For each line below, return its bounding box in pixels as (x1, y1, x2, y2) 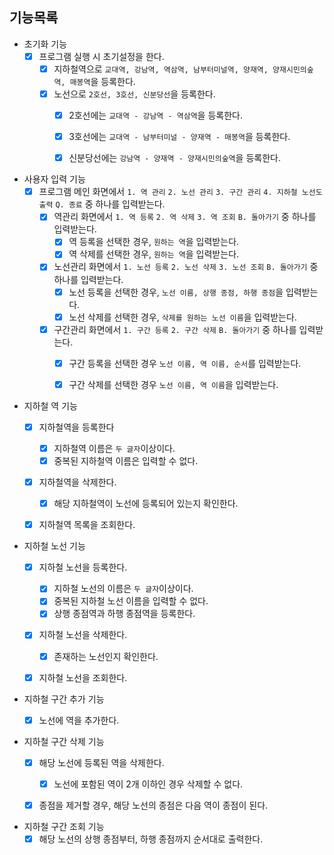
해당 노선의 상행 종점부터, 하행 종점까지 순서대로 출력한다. (38, 833, 264, 845)
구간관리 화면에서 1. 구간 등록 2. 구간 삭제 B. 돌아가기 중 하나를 (53, 323, 297, 335)
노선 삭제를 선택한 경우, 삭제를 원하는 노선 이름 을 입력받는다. (68, 311, 297, 323)
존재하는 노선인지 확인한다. (53, 650, 159, 662)
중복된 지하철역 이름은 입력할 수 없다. (53, 454, 199, 467)
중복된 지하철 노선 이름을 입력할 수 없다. (53, 595, 209, 607)
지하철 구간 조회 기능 (23, 820, 105, 832)
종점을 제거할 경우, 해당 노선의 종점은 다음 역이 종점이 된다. (38, 799, 269, 811)
